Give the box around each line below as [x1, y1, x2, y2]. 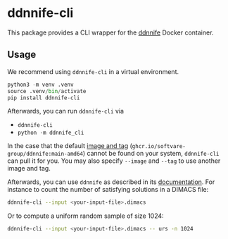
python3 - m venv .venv [7, 81, 74, 88]
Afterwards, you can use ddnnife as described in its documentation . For [7, 178, 215, 186]
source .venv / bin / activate [7, 87, 87, 94]
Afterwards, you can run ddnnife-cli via [7, 107, 125, 116]
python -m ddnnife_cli [17, 129, 84, 137]
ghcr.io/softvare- [132, 143, 186, 150]
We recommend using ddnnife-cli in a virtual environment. [7, 67, 179, 75]
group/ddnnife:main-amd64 [7, 150, 83, 158]
